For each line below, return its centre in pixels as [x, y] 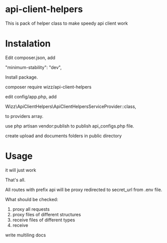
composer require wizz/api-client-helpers [48, 87]
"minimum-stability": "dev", [33, 67]
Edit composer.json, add [30, 57]
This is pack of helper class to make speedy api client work [67, 23]
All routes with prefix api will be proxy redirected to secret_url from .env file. [84, 190]
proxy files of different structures [47, 214]
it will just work [21, 170]
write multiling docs [26, 235]
